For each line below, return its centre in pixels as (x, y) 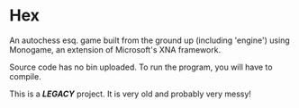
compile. (26, 76)
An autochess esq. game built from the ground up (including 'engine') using (149, 40)
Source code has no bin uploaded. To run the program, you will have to (141, 67)
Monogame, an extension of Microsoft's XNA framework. (115, 49)
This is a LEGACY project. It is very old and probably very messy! (131, 94)
